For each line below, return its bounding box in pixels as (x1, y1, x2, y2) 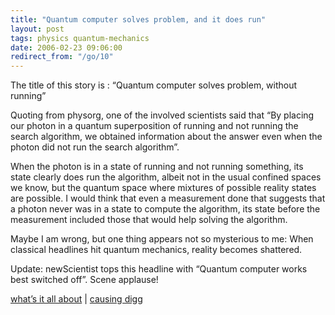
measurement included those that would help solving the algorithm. (10, 214, 288, 226)
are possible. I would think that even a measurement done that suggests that (10, 192, 326, 205)
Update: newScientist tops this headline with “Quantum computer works (10, 263, 308, 275)
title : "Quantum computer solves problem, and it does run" (10, 14, 267, 25)
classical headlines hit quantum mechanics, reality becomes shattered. (10, 244, 303, 256)
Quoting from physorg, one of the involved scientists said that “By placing (10, 109, 315, 121)
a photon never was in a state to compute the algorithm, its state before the (10, 203, 321, 215)
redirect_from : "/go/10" (10, 52, 114, 62)
